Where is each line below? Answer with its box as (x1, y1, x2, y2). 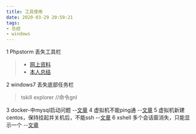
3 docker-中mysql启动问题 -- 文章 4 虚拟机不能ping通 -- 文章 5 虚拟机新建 (6, 106, 185, 114)
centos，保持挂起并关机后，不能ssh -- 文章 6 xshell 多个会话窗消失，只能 (6, 114, 185, 121)
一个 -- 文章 (11, 121, 39, 129)
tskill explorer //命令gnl (20, 94, 77, 101)
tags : (6, 20, 20, 26)
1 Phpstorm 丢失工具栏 (6, 48, 61, 56)
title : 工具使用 (6, 8, 43, 15)
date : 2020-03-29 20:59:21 (6, 14, 73, 20)
